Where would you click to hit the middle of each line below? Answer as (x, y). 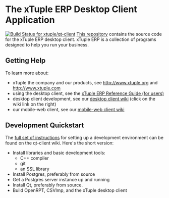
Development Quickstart (45, 126)
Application (30, 20)
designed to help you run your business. (47, 44)
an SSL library (35, 169)
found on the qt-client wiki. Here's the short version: (60, 143)
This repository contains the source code (119, 34)
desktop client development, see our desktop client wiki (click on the (84, 98)
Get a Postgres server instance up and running (61, 179)
